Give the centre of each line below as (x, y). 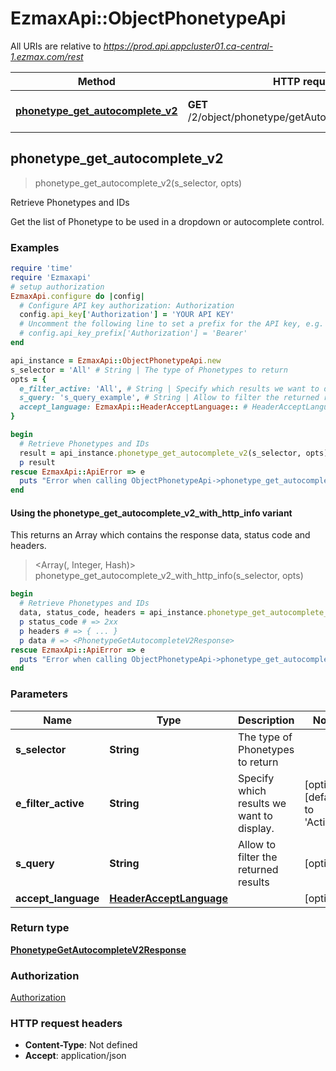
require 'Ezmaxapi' (51, 277)
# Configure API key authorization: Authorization (127, 305)
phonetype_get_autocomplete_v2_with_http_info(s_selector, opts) (169, 576)
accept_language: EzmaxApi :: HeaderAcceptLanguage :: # (133, 407)
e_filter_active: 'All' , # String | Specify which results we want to (169, 388)
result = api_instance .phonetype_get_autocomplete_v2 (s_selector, (160, 453)
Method (96, 81)
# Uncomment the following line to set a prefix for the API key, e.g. (172, 324)
